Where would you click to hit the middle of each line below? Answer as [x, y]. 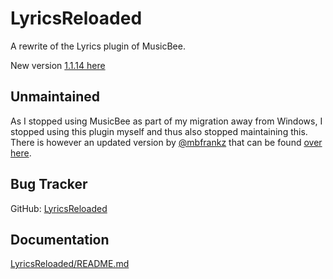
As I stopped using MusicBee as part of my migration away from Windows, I [166, 121]
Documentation [60, 239]
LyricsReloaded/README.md [70, 264]
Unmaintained [55, 97]
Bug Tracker [49, 184]
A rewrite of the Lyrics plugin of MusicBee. [98, 46]
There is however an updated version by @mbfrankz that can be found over [166, 142]
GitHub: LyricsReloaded [59, 208]
